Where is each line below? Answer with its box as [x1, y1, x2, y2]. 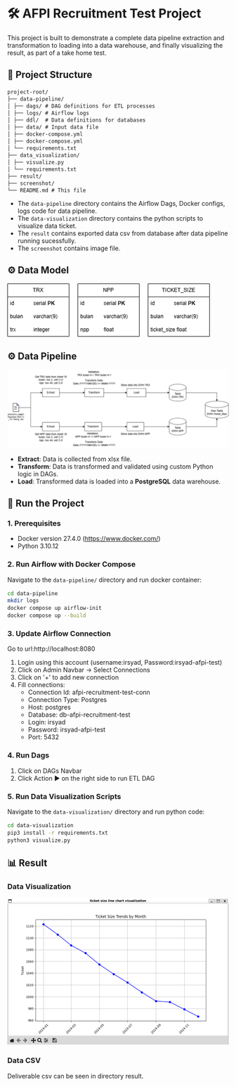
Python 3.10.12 [17, 542, 59, 550]
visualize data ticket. [17, 221, 77, 230]
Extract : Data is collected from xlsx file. [17, 455, 132, 463]
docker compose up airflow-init [7, 605, 102, 612]
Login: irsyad [27, 718, 66, 727]
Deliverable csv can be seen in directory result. [7, 1072, 144, 1080]
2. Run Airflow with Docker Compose [7, 559, 136, 569]
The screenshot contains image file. [17, 244, 121, 252]
